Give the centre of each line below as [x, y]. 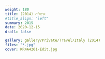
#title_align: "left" [27, 18]
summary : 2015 [19, 23]
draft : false [18, 32]
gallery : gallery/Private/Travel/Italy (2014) [53, 41]
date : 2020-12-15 [22, 27]
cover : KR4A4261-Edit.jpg [31, 49]
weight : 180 [17, 9]
